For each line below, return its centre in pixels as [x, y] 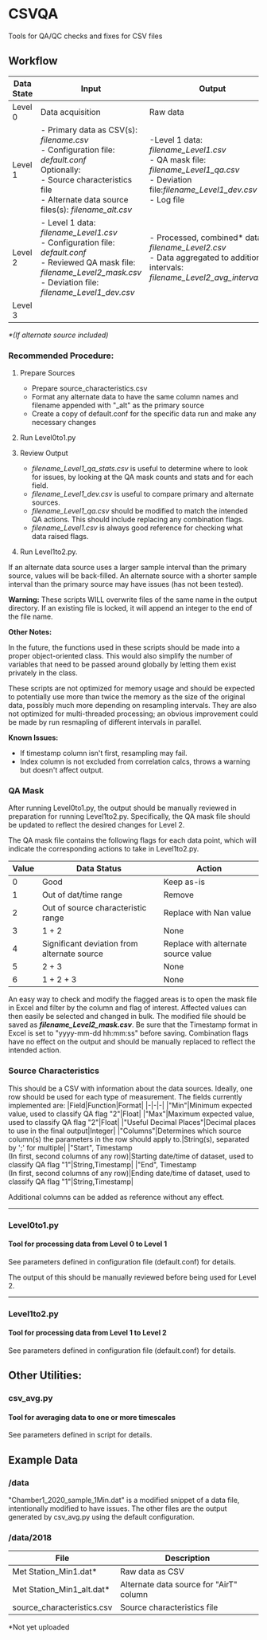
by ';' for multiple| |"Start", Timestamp [70, 1147]
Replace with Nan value [207, 913]
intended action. [35, 1050]
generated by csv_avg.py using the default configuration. [101, 1517]
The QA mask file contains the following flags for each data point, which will [132, 840]
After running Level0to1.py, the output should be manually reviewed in [122, 808]
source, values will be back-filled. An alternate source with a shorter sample [133, 576]
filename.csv [64, 140]
